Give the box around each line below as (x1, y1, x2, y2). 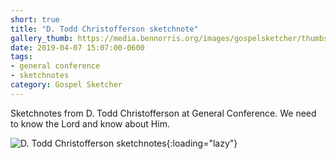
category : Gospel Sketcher (10, 80, 123, 90)
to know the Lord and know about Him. (10, 117, 170, 130)
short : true (10, 14, 60, 25)
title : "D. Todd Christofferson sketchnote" (10, 24, 199, 34)
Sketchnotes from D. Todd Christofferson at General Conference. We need (10, 107, 317, 119)
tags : (10, 52, 33, 62)
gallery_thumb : (10, 33, 74, 43)
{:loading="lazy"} (166, 137, 238, 149)
